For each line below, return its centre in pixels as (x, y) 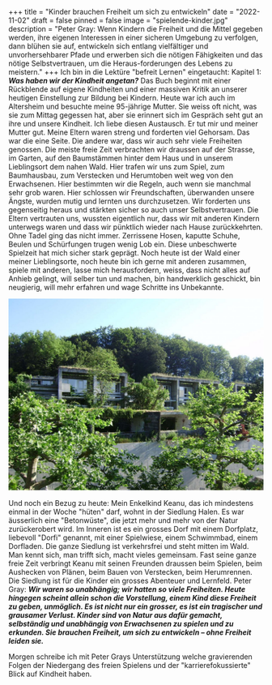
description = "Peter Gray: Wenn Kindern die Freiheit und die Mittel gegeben (136, 29)
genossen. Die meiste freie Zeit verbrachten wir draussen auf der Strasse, (132, 150)
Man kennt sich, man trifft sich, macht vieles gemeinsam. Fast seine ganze (132, 555)
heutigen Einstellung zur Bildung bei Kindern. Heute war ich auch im (122, 98)
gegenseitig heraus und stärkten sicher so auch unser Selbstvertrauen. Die (134, 210)
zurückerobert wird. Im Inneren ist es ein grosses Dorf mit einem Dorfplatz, (134, 529)
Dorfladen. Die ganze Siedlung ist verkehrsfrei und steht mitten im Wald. (129, 546)
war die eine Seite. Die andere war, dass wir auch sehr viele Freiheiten (125, 141)
